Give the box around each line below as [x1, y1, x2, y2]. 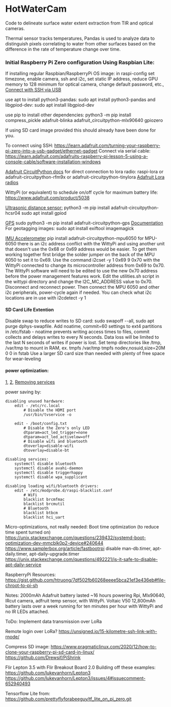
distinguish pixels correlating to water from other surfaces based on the [5, 40, 156, 46]
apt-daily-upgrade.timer [29, 550, 80, 557]
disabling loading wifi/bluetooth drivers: [5, 483, 99, 489]
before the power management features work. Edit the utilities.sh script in [5, 273, 159, 280]
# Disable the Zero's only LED [23, 425, 90, 431]
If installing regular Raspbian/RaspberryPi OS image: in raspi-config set [5, 70, 155, 77]
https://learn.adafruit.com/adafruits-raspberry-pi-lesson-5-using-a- [5, 154, 149, 160]
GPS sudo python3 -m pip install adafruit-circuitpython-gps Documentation [5, 220, 164, 226]
